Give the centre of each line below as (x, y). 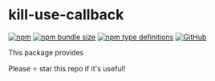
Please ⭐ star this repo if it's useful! (67, 68)
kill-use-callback (66, 15)
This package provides (46, 52)
